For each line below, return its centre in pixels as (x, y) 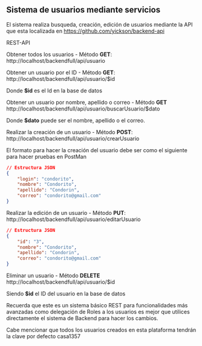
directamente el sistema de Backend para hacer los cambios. (82, 318)
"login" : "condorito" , (46, 179)
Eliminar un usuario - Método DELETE (53, 276)
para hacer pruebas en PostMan (46, 156)
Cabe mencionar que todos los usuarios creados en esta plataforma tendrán (101, 330)
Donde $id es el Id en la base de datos (54, 91)
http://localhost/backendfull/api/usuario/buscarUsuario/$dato (83, 109)
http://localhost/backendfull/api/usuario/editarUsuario (73, 219)
